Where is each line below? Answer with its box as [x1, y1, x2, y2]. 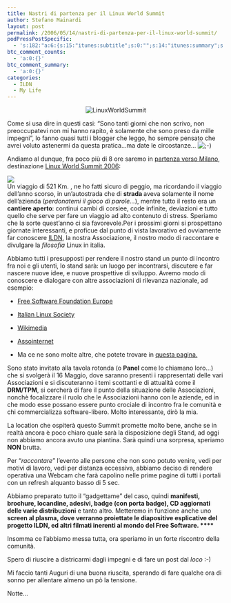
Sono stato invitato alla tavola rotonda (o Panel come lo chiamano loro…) [7, 364, 214, 373]
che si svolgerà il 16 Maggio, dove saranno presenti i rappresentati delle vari [7, 371, 223, 379]
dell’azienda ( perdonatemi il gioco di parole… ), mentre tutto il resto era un [7, 197, 217, 206]
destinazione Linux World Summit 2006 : [7, 162, 121, 170]
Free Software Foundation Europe [17, 297, 113, 306]
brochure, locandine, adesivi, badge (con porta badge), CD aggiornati [7, 500, 211, 508]
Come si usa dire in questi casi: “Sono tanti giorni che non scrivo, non [7, 119, 205, 128]
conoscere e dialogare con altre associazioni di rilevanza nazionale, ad [7, 277, 208, 285]
